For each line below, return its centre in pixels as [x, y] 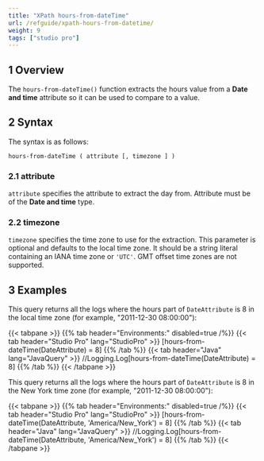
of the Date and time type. [52, 202]
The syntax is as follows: [48, 141]
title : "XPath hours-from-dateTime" [69, 15]
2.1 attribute [32, 176]
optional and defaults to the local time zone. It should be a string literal [123, 248]
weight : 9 [25, 30]
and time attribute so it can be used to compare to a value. [104, 98]
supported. [26, 265]
